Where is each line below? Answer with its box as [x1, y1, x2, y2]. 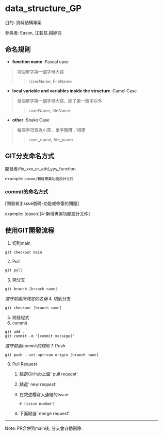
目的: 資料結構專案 [5, 19, 42, 25]
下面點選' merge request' [19, 410, 70, 416]
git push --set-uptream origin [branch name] [5, 352, 98, 357]
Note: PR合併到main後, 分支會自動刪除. [5, 425, 83, 431]
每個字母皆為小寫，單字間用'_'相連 [16, 127, 86, 133]
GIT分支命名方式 [5, 152, 54, 160]
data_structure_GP [5, 3, 81, 14]
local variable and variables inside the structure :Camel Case [12, 88, 137, 94]
